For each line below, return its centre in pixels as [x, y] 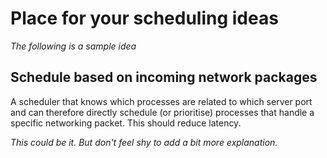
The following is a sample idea [73, 46]
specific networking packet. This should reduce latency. [126, 123]
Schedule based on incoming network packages [164, 77]
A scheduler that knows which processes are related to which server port [161, 101]
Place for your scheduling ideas [144, 18]
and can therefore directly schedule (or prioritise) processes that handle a [162, 112]
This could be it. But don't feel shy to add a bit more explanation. [144, 142]
